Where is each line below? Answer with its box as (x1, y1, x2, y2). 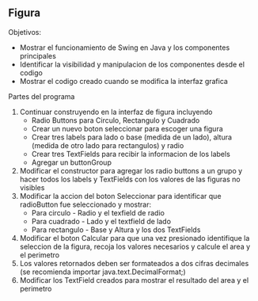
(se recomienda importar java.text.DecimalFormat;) (19, 267, 186, 276)
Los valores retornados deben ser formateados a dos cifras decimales (19, 258, 249, 268)
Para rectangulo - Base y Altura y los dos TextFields (31, 225, 201, 234)
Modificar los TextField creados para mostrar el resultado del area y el (19, 275, 249, 284)
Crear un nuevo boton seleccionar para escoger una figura (31, 124, 223, 133)
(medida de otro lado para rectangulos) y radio (31, 140, 184, 150)
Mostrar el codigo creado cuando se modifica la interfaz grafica (19, 76, 228, 86)
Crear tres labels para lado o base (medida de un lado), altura (31, 132, 232, 142)
